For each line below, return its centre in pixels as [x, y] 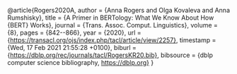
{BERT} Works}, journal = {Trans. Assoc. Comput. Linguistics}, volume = [112, 25]
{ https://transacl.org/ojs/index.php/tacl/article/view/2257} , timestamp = [112, 40]
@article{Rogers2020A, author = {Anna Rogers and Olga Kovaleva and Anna [118, 10]
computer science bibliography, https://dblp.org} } [81, 62]
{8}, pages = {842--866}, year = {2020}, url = [74, 32]
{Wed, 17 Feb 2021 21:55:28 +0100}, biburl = [72, 48]
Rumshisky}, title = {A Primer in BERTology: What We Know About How [111, 18]
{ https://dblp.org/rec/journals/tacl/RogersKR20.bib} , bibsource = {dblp [110, 55]
